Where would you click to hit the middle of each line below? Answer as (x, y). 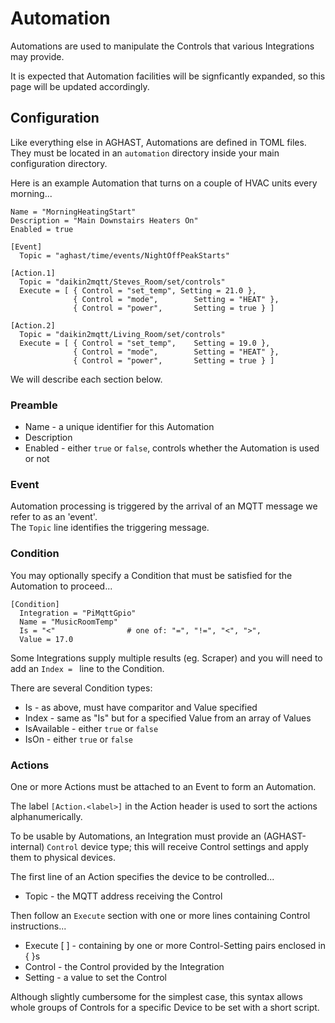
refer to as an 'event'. (54, 517)
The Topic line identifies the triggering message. (110, 528)
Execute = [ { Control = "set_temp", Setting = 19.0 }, (145, 343)
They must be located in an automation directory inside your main (145, 153)
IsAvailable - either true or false (91, 728)
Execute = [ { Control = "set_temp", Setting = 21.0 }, (138, 290)
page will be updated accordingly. (80, 86)
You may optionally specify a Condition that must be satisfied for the (151, 575)
